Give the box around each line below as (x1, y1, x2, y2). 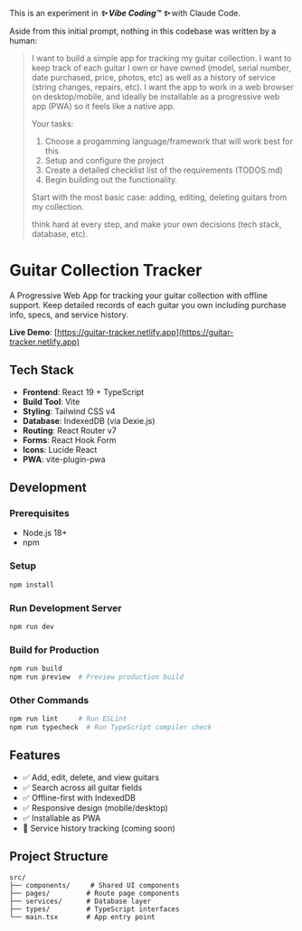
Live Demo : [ (9, 326, 58, 337)
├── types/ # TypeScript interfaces (9, 904, 180, 914)
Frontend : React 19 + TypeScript (22, 386, 145, 397)
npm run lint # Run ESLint (9, 714, 127, 724)
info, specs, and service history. (9, 309, 128, 320)
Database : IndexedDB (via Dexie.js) (22, 415, 156, 426)
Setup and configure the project (44, 155, 165, 165)
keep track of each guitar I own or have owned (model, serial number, (31, 62, 291, 73)
